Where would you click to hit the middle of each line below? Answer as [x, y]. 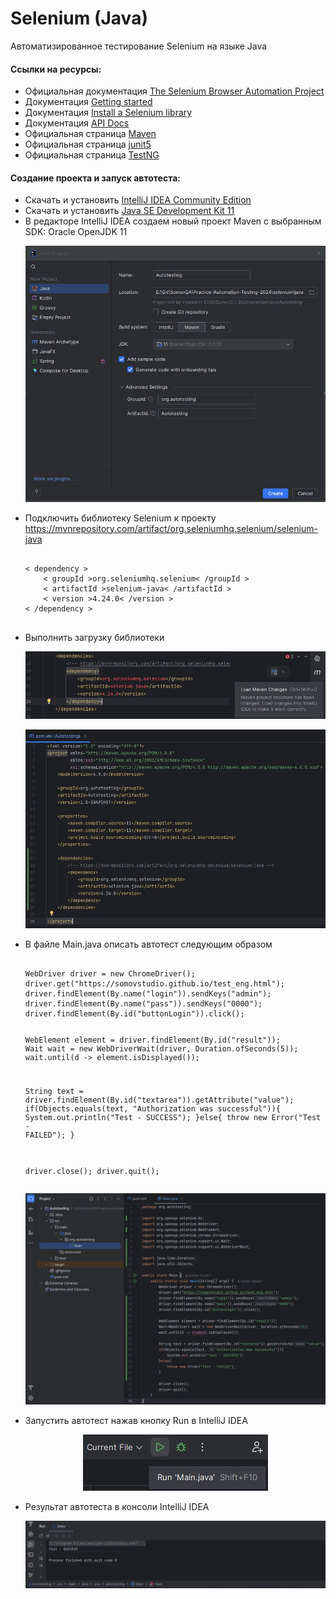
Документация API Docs [77, 123]
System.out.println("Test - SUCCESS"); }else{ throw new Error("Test [173, 1117]
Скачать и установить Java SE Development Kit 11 [129, 211]
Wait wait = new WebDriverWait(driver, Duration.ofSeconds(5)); [161, 1049]
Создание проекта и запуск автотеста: [95, 178]
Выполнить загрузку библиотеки [94, 637]
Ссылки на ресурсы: [56, 69]
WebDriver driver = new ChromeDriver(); [110, 974]
